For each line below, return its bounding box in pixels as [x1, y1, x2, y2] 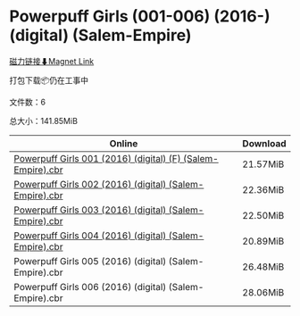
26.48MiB [242, 261, 285, 273]
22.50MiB [242, 209, 285, 221]
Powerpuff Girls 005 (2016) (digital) [13, 254, 167, 267]
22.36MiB [242, 183, 285, 195]
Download [242, 137, 287, 149]
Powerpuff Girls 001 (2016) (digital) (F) [13, 152, 181, 164]
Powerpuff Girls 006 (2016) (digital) [13, 280, 167, 293]
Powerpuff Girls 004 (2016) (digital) [13, 229, 167, 242]
